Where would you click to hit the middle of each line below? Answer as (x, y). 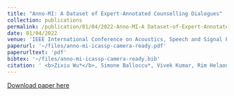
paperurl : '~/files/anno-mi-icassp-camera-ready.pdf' (87, 46)
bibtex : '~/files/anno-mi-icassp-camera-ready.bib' (84, 59)
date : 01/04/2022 (32, 33)
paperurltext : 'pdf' (37, 53)
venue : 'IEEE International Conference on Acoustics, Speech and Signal (115, 40)
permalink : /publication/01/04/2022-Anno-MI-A (76, 26)
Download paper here (38, 85)
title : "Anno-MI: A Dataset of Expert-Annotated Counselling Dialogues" (115, 14)
